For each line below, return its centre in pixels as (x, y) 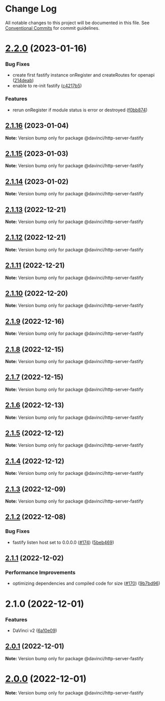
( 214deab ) (23, 81)
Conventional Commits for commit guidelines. (52, 28)
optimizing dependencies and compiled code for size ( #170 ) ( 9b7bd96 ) (86, 583)
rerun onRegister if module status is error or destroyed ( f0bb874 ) (80, 110)
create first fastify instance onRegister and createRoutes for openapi (84, 75)
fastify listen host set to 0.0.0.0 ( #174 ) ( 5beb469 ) (63, 542)
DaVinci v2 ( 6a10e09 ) (35, 630)
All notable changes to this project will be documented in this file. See (77, 23)
